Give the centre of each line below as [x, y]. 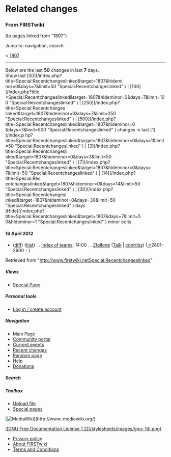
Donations [23, 366]
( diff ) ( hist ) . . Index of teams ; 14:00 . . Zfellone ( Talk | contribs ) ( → [82, 245]
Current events [28, 344]
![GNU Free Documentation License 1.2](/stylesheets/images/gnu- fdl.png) [83, 428]
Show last [16, 76]
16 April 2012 [19, 234]
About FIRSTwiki [30, 444]
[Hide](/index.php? [25, 211]
